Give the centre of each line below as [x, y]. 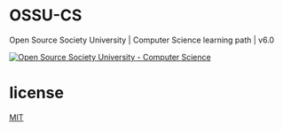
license [37, 93]
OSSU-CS [46, 15]
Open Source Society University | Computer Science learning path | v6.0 [142, 40]
